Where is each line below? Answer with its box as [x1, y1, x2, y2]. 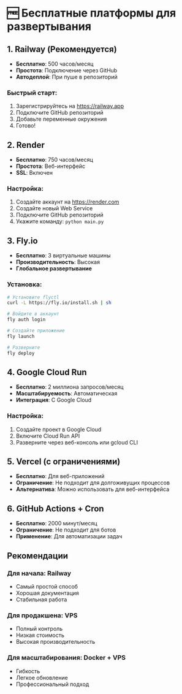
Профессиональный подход [15, 681, 89, 688]
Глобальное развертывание [15, 265, 93, 272]
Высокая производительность [15, 638, 96, 646]
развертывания [7, 20, 91, 34]
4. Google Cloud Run [7, 367, 88, 377]
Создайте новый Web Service [15, 205, 93, 212]
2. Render [7, 140, 45, 150]
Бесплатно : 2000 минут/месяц [15, 520, 97, 527]
